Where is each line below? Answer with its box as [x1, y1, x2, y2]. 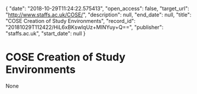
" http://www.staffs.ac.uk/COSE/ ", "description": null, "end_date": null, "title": [5, 11, 192, 18]
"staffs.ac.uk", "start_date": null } [5, 30, 86, 37]
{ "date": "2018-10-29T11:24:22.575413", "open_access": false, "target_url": [5, 5, 190, 12]
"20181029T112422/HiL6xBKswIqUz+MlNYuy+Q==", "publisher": [5, 23, 164, 31]
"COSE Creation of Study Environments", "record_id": [5, 18, 136, 24]
